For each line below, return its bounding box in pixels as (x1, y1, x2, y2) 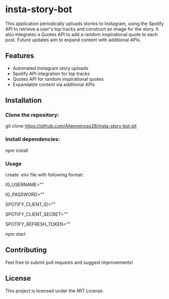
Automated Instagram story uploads (12, 65, 88, 71)
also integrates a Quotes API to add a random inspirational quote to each (5, 31, 158, 37)
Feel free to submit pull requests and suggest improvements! (5, 259, 133, 265)
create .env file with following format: (5, 172, 84, 178)
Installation (5, 96, 42, 105)
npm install (5, 147, 29, 154)
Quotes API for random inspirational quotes (12, 76, 104, 82)
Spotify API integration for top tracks (12, 70, 90, 77)
